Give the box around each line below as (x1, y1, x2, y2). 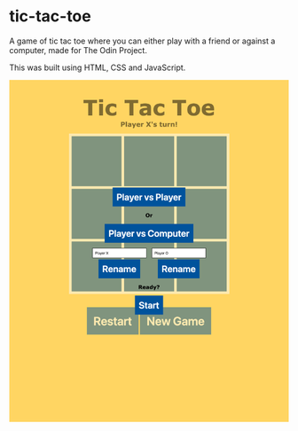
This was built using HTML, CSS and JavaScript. (9, 62, 186, 73)
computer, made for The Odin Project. (9, 44, 148, 55)
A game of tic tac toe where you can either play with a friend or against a (9, 35, 276, 46)
